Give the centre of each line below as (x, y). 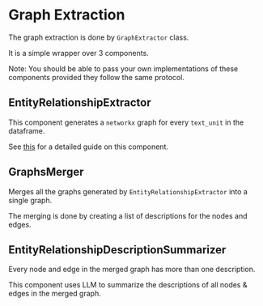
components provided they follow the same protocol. (96, 77)
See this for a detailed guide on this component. (88, 147)
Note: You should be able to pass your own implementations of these (123, 68)
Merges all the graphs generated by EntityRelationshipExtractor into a (128, 191)
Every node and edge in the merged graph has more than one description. (132, 270)
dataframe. (27, 130)
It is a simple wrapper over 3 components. (79, 53)
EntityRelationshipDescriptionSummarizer (117, 250)
